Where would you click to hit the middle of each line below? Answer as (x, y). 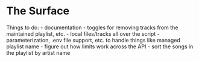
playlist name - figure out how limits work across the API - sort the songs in (100, 46)
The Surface (38, 11)
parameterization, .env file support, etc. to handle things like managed (93, 40)
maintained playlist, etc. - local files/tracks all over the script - (83, 33)
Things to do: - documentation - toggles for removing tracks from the (92, 27)
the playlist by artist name (38, 52)
